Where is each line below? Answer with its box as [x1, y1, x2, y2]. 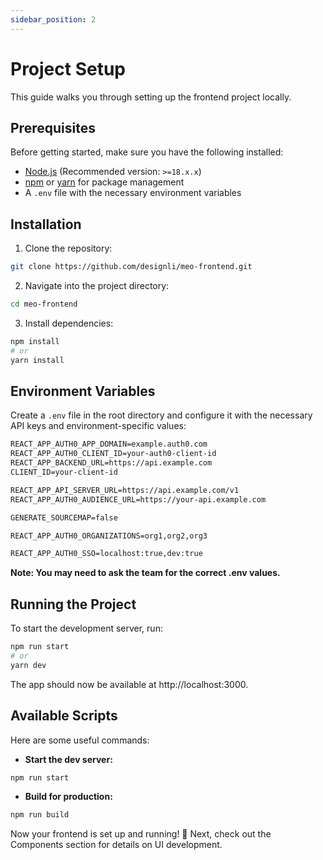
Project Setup [10, 57, 127, 80]
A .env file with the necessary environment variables [24, 187, 242, 199]
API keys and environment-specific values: [10, 420, 187, 432]
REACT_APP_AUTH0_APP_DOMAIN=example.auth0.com [10, 439, 208, 450]
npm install [10, 336, 60, 346]
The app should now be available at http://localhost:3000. [10, 678, 249, 690]
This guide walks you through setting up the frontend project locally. [10, 91, 292, 103]
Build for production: [24, 791, 113, 803]
